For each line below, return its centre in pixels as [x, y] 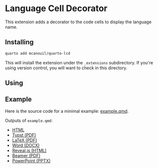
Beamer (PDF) [26, 155]
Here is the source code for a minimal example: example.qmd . [67, 111]
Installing [19, 42]
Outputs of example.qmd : [29, 120]
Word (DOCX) [26, 145]
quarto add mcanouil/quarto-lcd [38, 53]
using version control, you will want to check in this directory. [66, 68]
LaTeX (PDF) [24, 140]
